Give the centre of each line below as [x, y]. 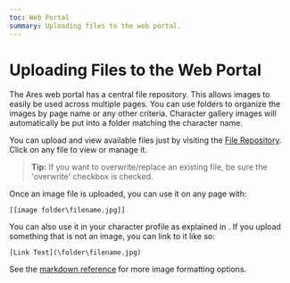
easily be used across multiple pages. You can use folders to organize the [145, 104]
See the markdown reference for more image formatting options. [128, 270]
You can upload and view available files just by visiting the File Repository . [146, 140]
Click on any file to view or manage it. [78, 150]
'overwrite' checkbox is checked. [92, 177]
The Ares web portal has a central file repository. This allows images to [140, 95]
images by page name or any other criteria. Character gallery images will [143, 113]
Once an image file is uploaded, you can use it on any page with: [128, 194]
